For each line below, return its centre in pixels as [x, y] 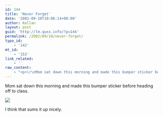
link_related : [19, 59]
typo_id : [14, 41]
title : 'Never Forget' [28, 14]
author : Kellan [20, 23]
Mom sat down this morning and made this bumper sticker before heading [79, 86]
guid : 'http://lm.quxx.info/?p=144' [42, 32]
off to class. [17, 91]
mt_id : [12, 50]
